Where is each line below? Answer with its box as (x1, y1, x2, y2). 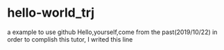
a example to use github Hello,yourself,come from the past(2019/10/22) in (7, 28, 218, 36)
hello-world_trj (7, 5, 95, 21)
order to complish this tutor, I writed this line (7, 35, 133, 43)
